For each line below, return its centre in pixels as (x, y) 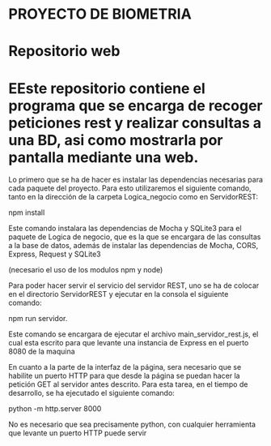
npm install (27, 212)
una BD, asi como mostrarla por (116, 140)
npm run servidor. (38, 319)
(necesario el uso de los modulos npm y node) (86, 270)
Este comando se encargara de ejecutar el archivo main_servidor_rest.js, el (133, 334)
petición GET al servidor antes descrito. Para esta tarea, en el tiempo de (128, 384)
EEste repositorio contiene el (107, 88)
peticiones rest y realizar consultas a (135, 123)
